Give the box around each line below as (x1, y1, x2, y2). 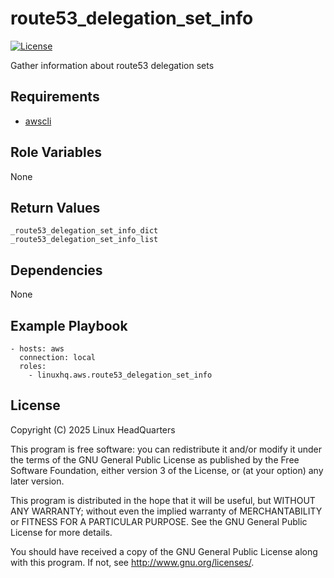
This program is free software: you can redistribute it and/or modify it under (10, 443, 322, 455)
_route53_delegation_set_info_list (10, 235, 159, 245)
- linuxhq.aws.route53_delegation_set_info (28, 370, 213, 380)
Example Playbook (10, 317, 128, 334)
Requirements (10, 88, 100, 106)
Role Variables (10, 144, 102, 161)
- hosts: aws (10, 344, 65, 354)
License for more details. (10, 526, 113, 538)
